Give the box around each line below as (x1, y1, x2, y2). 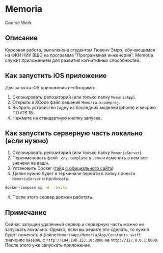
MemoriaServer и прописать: (12, 176, 70, 182)
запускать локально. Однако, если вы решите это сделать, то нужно (5, 227, 150, 232)
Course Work (5, 20, 32, 25)
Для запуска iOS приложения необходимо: (5, 84, 96, 90)
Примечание (5, 208, 47, 217)
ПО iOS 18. (12, 109, 34, 116)
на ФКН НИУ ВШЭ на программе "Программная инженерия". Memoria (5, 52, 153, 58)
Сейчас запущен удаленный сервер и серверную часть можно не (5, 222, 144, 228)
